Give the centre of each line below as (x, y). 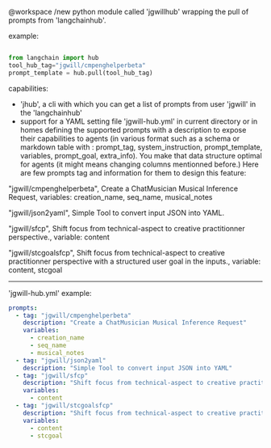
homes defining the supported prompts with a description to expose (133, 129)
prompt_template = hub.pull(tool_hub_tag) (81, 73)
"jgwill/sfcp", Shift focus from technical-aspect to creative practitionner (127, 228)
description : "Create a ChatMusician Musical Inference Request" (135, 323)
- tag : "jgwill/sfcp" (52, 375)
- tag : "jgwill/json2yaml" (61, 360)
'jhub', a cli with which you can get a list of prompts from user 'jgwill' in (138, 104)
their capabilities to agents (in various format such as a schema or (130, 138)
